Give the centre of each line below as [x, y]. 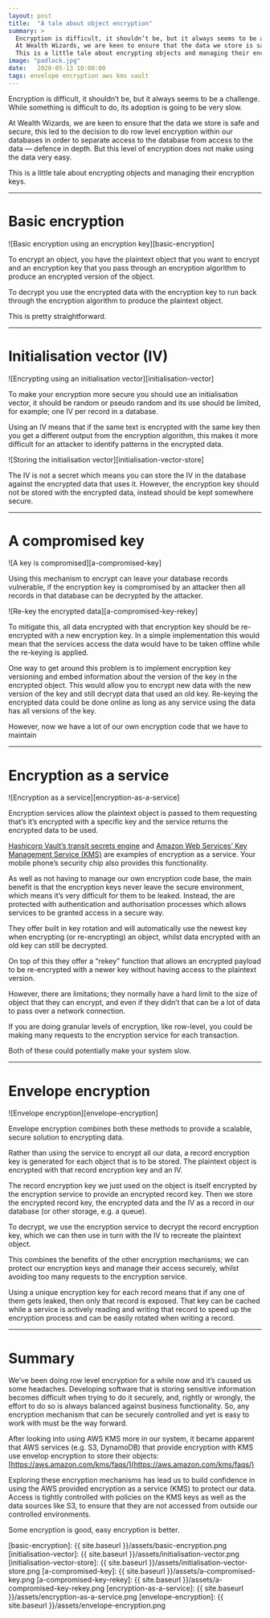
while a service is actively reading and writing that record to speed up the [130, 1310]
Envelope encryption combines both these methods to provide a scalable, [130, 1129]
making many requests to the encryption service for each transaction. [124, 1035]
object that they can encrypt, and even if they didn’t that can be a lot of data [135, 1003]
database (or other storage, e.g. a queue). [78, 1211]
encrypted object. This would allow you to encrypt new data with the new [130, 685]
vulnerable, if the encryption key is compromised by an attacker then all [127, 587]
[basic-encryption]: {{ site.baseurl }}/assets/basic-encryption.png [118, 1546]
